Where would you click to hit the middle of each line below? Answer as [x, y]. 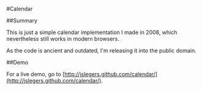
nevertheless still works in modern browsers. [63, 39]
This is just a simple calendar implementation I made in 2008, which [92, 32]
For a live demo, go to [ [36, 74]
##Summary [22, 20]
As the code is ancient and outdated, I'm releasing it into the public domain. [102, 50]
